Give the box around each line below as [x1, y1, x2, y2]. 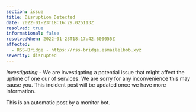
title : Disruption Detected [6, 14, 76, 20]
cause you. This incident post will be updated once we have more [6, 81, 166, 88]
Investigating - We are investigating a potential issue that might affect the [6, 68, 185, 75]
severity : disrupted [6, 52, 57, 58]
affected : [6, 42, 31, 48]
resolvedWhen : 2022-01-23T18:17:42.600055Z [6, 36, 115, 42]
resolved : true [6, 25, 44, 31]
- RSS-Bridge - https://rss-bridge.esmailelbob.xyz [11, 47, 142, 53]
